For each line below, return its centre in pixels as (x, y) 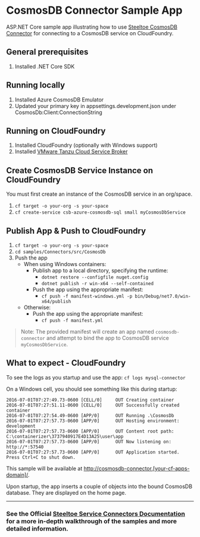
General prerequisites (47, 52)
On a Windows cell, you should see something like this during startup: (92, 389)
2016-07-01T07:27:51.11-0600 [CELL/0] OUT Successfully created (93, 405)
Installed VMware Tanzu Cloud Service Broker (71, 152)
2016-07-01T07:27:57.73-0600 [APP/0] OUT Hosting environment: (93, 421)
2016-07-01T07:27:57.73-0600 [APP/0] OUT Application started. (93, 452)
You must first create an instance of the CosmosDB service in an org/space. (99, 194)
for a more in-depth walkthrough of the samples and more (92, 521)
